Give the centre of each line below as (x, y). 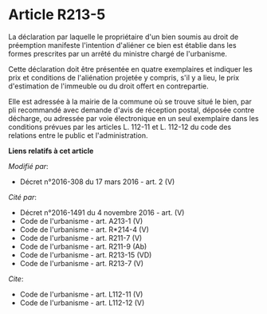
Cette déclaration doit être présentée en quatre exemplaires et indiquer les (130, 69)
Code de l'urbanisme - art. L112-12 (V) (82, 302)
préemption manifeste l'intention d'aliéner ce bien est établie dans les (122, 45)
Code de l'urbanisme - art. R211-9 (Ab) (83, 246)
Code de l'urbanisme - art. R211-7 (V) (81, 237)
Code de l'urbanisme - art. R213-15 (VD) (86, 255)
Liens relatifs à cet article (51, 151)
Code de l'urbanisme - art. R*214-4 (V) (84, 230)
